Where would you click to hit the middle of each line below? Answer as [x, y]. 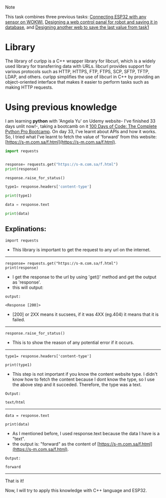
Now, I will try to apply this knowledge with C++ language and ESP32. [76, 490]
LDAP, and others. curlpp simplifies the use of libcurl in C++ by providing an [82, 77]
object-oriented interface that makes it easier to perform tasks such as [77, 82]
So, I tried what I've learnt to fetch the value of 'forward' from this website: [81, 137]
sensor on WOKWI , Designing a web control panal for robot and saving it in [82, 22]
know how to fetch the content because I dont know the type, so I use [83, 379]
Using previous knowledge [61, 107]
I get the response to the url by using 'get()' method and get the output [84, 277]
